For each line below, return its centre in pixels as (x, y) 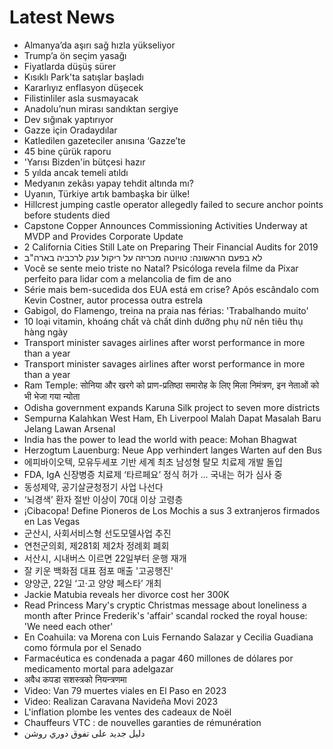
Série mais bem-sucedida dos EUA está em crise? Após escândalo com (171, 289)
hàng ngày (46, 332)
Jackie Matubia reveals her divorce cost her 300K (126, 594)
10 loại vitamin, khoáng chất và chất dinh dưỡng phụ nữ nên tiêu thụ (163, 321)
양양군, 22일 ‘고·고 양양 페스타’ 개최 (92, 583)
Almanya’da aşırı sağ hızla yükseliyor (99, 45)
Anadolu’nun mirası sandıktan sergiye (101, 108)
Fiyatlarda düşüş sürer (70, 66)
